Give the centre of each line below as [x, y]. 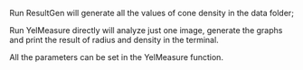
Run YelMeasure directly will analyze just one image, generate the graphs [146, 30]
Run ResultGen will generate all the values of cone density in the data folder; [151, 13]
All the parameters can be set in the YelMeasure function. [117, 57]
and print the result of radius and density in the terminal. [114, 40]
